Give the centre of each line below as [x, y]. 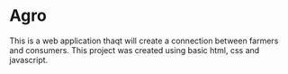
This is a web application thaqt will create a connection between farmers [144, 41]
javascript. [29, 60]
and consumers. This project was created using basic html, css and [135, 50]
